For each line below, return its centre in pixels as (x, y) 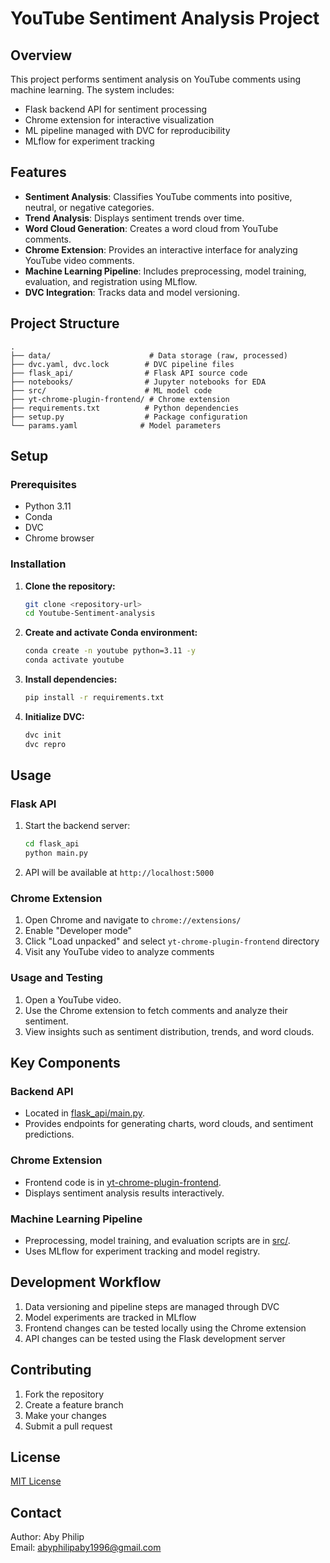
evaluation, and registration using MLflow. (111, 281)
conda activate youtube (74, 660)
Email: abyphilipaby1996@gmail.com (86, 1548)
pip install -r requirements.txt (94, 698)
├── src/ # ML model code (111, 390)
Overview (41, 55)
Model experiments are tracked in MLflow (110, 1317)
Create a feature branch (74, 1404)
